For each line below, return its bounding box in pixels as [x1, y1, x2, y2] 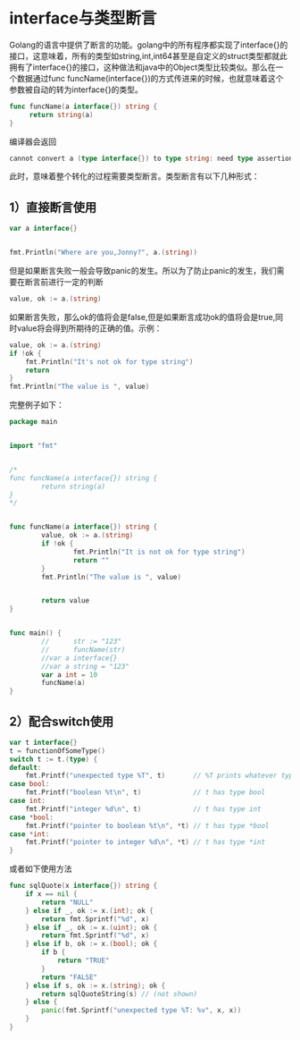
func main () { [9, 629, 62, 638]
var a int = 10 [41, 670, 98, 680]
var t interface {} [9, 738, 78, 747]
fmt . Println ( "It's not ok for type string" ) [25, 357, 194, 367]
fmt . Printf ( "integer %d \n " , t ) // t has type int [25, 804, 262, 814]
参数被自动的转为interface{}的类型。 [9, 84, 143, 95]
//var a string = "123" [41, 662, 129, 671]
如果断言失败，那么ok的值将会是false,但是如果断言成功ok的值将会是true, [9, 311, 276, 322]
